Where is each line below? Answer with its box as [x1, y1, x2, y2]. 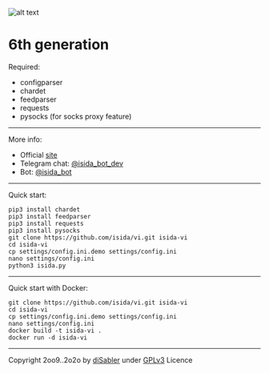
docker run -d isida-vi [8, 333, 88, 342]
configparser [19, 77, 63, 87]
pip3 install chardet [8, 205, 81, 214]
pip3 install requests [8, 219, 84, 227]
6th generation [8, 36, 110, 54]
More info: [8, 134, 42, 144]
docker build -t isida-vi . [8, 327, 102, 335]
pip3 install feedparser [8, 212, 91, 220]
